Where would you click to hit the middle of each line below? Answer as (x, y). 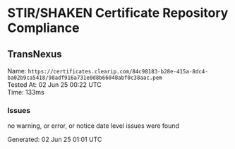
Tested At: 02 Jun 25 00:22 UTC (55, 85)
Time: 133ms (26, 92)
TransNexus (35, 54)
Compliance (43, 28)
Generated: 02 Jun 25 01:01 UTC (55, 140)
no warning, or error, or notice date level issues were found (94, 126)
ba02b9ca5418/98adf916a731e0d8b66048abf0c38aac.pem (85, 78)
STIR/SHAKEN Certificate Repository (118, 13)
